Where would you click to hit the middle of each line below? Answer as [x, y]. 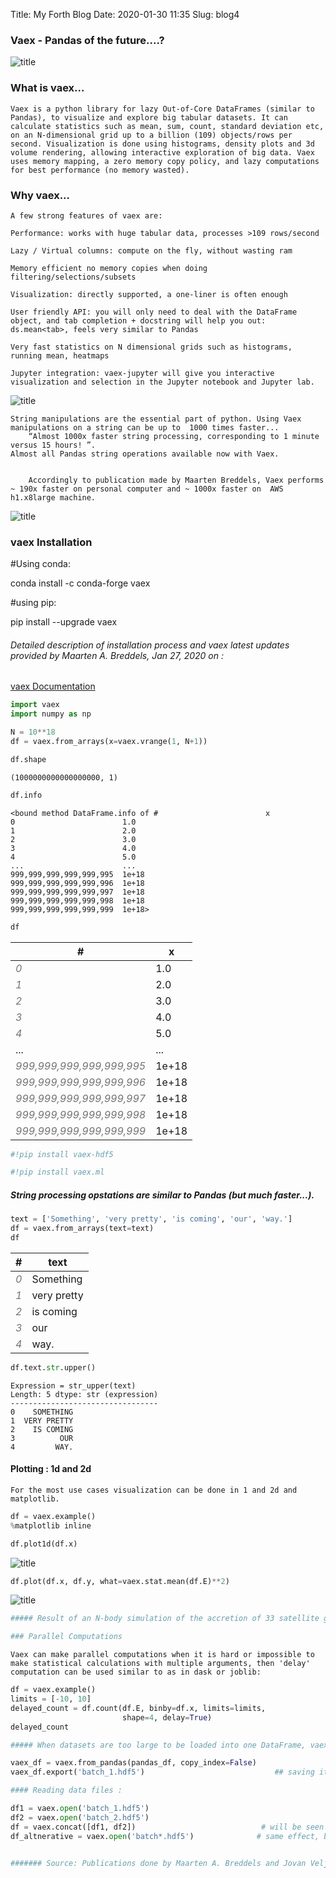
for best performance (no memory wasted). [100, 170]
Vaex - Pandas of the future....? [87, 40]
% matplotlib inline [51, 1525]
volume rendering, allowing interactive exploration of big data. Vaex [162, 152]
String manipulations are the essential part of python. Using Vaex [156, 419]
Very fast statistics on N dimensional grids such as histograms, [151, 347]
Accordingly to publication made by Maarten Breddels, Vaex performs [176, 480]
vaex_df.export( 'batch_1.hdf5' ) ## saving [162, 1772]
